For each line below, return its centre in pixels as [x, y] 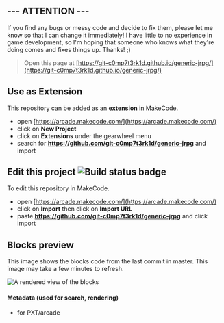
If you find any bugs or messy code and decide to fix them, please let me [110, 27]
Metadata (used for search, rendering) [63, 298]
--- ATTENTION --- [48, 11]
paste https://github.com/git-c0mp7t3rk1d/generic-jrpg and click [112, 216]
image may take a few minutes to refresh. [65, 269]
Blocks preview [40, 245]
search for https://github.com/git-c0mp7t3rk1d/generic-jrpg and [112, 143]
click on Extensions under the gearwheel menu [84, 135]
